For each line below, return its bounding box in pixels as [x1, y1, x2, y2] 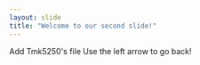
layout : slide [9, 12, 62, 22]
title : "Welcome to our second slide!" [9, 21, 157, 30]
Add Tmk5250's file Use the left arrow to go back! [9, 45, 193, 56]
